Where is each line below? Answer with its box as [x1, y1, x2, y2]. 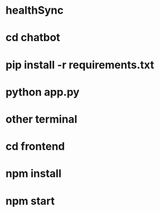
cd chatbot [5, 31, 61, 45]
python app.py [5, 85, 80, 99]
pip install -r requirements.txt [5, 58, 155, 71]
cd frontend [5, 140, 65, 154]
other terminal [5, 112, 78, 126]
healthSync [5, 4, 64, 17]
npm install [5, 167, 62, 180]
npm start [5, 194, 55, 208]
